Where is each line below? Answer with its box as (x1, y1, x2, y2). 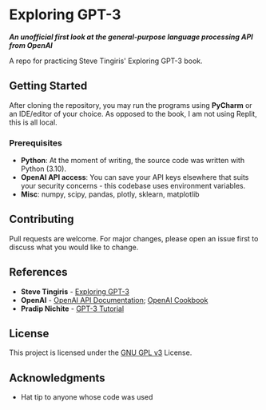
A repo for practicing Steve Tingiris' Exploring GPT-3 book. (9, 56, 203, 66)
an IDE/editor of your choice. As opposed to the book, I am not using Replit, (9, 109, 258, 118)
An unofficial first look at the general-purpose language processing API (9, 32, 254, 42)
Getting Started (9, 79, 88, 93)
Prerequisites (9, 137, 62, 149)
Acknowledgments (9, 371, 106, 384)
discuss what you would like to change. (9, 242, 139, 252)
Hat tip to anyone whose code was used (20, 392, 153, 402)
